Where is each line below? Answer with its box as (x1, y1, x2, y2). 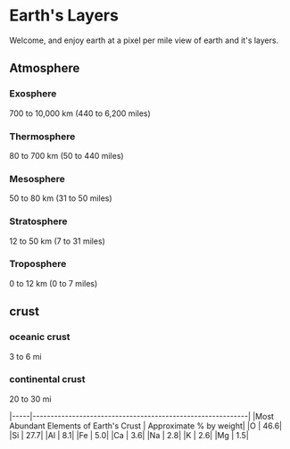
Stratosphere (9, 215, 68, 228)
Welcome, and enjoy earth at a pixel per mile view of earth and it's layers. (9, 35, 279, 46)
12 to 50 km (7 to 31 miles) (9, 236, 105, 246)
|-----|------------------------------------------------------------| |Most (9, 411, 275, 421)
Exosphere (9, 87, 57, 100)
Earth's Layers (9, 5, 119, 26)
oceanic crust (9, 331, 70, 344)
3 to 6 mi (9, 351, 42, 362)
